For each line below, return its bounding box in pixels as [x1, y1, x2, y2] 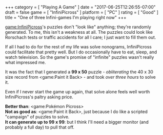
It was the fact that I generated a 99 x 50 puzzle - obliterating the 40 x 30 [5, 69, 154, 75]
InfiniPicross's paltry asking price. [5, 94, 74, 100]
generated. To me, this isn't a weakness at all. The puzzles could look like [5, 29, 153, 35]
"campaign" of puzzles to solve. [5, 114, 70, 119]
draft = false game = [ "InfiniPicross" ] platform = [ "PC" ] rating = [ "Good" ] [5, 9, 159, 15]
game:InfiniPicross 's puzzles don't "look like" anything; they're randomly [5, 24, 151, 30]
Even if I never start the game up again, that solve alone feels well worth [5, 89, 150, 94]
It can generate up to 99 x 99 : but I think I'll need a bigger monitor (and [5, 119, 149, 125]
